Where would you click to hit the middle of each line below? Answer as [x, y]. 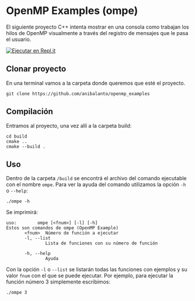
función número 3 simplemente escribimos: [58, 282]
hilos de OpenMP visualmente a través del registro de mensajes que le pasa [97, 33]
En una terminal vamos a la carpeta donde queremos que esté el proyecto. [96, 83]
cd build [17, 136]
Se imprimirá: [22, 212]
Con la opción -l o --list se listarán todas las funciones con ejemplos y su [97, 269]
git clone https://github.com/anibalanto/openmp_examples [78, 94]
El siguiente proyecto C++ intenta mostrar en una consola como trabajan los [97, 27]
